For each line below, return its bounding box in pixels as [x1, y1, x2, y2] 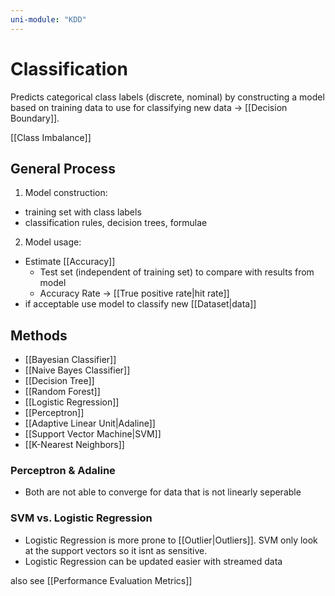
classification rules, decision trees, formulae [24, 217, 208, 229]
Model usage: [24, 236, 82, 248]
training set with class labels [24, 206, 142, 218]
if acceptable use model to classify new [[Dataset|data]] [24, 298, 257, 310]
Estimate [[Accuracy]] [24, 256, 116, 268]
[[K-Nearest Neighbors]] [24, 439, 125, 451]
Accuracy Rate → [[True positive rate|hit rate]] [39, 287, 230, 300]
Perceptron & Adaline [10, 464, 116, 478]
